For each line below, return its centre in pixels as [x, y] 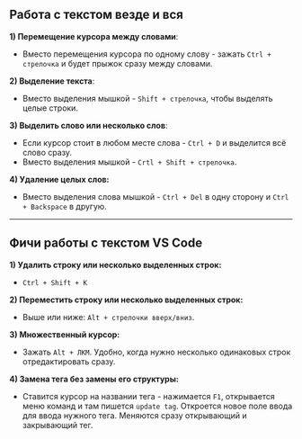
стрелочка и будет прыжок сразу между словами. [117, 63]
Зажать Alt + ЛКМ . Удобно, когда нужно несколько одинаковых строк [156, 352]
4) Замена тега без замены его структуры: [94, 379]
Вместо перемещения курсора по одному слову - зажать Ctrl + [147, 54]
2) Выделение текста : [52, 81]
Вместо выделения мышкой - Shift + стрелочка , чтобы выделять [147, 98]
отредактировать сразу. [69, 361]
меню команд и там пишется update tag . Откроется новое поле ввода [157, 406]
